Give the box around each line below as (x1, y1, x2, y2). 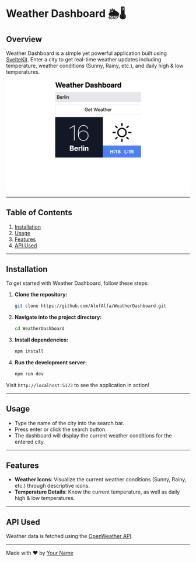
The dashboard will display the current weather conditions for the (14, 432, 172, 439)
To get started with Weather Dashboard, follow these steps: (6, 280, 149, 287)
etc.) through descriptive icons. (14, 482, 90, 489)
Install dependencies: (14, 336, 69, 343)
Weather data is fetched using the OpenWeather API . (6, 533, 133, 540)
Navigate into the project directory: (14, 313, 102, 321)
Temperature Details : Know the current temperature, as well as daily (14, 488, 180, 495)
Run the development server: (14, 358, 87, 366)
